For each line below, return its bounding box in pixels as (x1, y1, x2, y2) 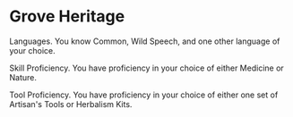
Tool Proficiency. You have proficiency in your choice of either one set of (9, 89, 279, 100)
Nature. (9, 71, 38, 82)
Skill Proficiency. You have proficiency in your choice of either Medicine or (9, 63, 284, 73)
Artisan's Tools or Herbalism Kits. (9, 98, 133, 109)
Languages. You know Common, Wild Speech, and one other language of (9, 36, 280, 46)
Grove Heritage (9, 6, 125, 27)
